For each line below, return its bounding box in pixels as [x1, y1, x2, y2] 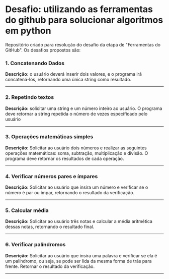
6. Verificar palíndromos [5, 241, 66, 248]
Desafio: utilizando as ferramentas [5, 4, 153, 15]
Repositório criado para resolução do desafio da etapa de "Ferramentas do [5, 41, 161, 47]
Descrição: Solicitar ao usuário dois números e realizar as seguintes [5, 145, 147, 151]
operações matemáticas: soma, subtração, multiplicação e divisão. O [5, 150, 148, 156]
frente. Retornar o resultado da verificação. [5, 263, 95, 269]
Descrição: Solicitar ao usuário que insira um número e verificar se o [5, 184, 148, 190]
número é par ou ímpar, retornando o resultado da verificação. [5, 190, 135, 196]
